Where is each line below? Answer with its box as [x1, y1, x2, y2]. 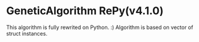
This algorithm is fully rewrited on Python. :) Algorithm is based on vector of [6, 24, 194, 31]
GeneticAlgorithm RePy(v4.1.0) [6, 4, 164, 18]
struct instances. [6, 30, 48, 37]
